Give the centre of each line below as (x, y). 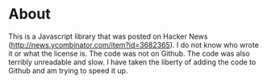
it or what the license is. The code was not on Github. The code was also (129, 53)
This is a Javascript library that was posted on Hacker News (108, 36)
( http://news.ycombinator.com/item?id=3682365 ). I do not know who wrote (134, 44)
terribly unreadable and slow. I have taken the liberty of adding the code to (132, 62)
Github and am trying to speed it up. (68, 70)
